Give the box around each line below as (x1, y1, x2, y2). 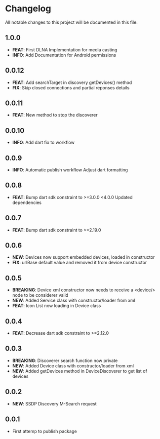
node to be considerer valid (12, 292, 69, 298)
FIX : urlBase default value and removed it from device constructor (12, 260, 147, 266)
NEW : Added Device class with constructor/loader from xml (12, 362, 134, 368)
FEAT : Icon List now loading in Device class (12, 303, 101, 309)
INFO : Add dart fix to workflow (12, 139, 75, 146)
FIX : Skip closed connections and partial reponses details (12, 84, 130, 90)
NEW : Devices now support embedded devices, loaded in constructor (12, 254, 155, 260)
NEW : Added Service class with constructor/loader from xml (12, 297, 136, 304)
